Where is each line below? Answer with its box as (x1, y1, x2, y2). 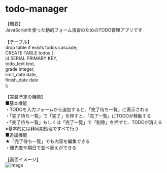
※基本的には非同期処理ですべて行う (5, 125, 79, 131)
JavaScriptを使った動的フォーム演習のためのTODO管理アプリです (5, 26, 143, 33)
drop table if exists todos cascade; (5, 44, 78, 50)
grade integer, (5, 66, 35, 72)
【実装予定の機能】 (5, 94, 46, 100)
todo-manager (5, 3, 68, 15)
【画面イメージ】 (5, 156, 41, 162)
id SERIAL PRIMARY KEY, (5, 55, 58, 61)
